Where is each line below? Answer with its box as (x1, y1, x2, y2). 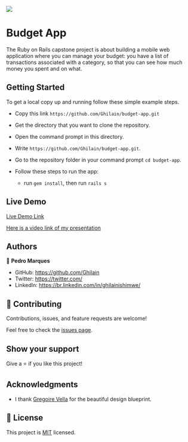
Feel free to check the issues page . (6, 327, 93, 334)
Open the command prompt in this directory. (14, 133, 124, 140)
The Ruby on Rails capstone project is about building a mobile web (6, 45, 170, 53)
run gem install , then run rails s (23, 179, 107, 187)
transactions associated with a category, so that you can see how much (6, 59, 183, 66)
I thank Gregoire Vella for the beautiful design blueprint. (14, 395, 152, 403)
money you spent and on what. (6, 65, 82, 72)
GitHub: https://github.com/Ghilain (14, 269, 100, 276)
